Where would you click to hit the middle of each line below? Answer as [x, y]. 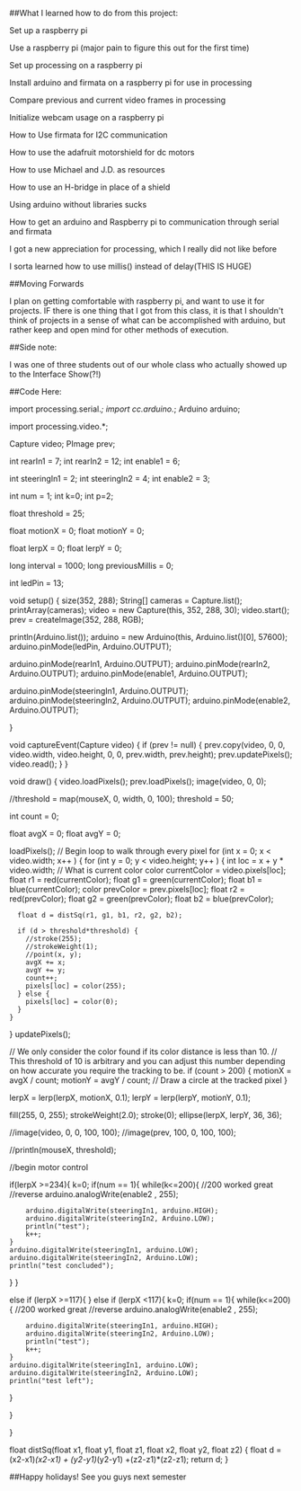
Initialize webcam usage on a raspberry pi [87, 117]
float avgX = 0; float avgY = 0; [65, 834]
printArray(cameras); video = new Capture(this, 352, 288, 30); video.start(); [150, 610]
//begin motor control [49, 1167]
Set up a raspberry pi [49, 30]
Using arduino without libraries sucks [78, 204]
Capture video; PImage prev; [62, 444]
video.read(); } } [39, 764]
